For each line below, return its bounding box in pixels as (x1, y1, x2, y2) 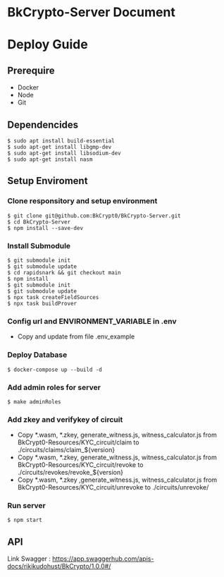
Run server (7, 501, 46, 511)
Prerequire (7, 64, 55, 76)
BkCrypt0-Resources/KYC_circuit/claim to (17, 438, 139, 447)
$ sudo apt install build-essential (7, 138, 115, 145)
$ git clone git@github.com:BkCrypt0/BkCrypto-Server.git (7, 212, 181, 219)
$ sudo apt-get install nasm (7, 156, 93, 163)
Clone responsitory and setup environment (7, 196, 158, 206)
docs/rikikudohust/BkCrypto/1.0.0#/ (7, 562, 111, 571)
